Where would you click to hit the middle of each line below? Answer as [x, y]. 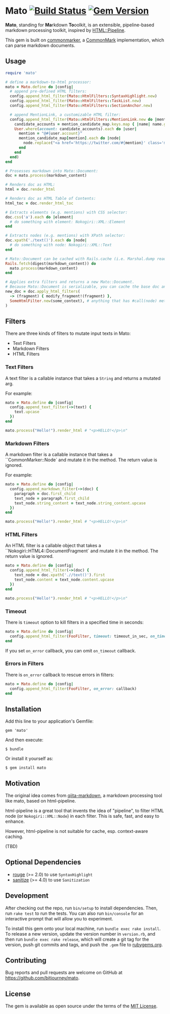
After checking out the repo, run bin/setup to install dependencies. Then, [81, 908]
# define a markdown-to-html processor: [49, 82]
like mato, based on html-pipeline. [41, 801]
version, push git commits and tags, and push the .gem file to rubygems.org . [84, 944]
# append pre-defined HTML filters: [48, 92]
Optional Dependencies [43, 862]
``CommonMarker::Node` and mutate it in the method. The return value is [81, 460]
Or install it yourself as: [29, 759]
